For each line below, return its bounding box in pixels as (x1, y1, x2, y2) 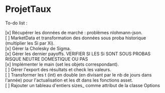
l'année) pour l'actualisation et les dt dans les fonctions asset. (5, 77, 133, 83)
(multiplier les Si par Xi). (5, 40, 55, 46)
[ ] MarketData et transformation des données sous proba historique (5, 35, 146, 41)
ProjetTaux (5, 3, 52, 15)
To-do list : (5, 20, 28, 26)
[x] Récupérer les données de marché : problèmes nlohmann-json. (5, 29, 143, 35)
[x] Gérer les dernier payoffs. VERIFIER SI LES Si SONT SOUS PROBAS (5, 51, 151, 57)
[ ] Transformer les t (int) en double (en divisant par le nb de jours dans (5, 72, 152, 78)
